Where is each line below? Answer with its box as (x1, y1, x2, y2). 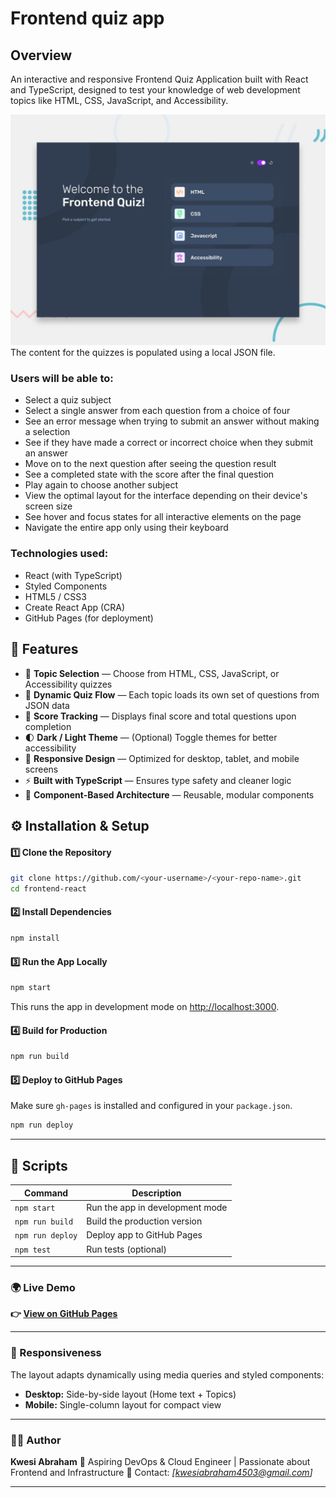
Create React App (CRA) (24, 601, 126, 613)
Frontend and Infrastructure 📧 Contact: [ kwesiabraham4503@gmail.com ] (10, 1466, 313, 1478)
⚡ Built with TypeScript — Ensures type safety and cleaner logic (24, 774, 292, 786)
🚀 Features (10, 641, 79, 658)
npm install (10, 933, 60, 944)
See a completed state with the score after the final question (24, 468, 275, 481)
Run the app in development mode (86, 1201, 228, 1213)
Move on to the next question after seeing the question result (24, 458, 277, 470)
